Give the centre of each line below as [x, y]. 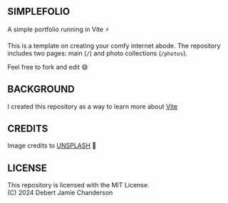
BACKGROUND [41, 89]
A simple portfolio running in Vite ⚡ [58, 29]
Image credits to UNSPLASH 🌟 [52, 146]
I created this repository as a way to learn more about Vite [93, 106]
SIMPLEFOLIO [38, 12]
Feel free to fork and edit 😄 [48, 67]
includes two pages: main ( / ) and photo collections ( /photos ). [97, 53]
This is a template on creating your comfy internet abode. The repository [114, 45]
